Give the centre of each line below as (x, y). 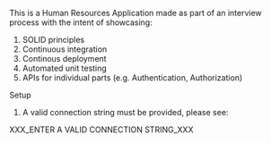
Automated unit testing (65, 68)
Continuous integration (65, 49)
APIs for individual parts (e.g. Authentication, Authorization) (132, 78)
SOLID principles (53, 40)
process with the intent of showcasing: (81, 22)
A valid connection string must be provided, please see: (125, 112)
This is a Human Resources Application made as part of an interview (135, 13)
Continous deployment (64, 59)
